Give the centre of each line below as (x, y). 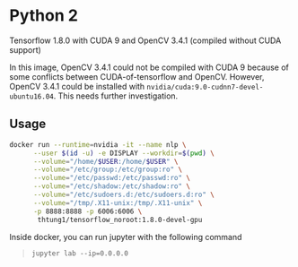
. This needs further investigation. (116, 96)
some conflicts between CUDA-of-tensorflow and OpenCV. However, (137, 76)
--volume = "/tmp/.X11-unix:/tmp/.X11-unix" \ (118, 202)
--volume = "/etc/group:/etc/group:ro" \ (107, 170)
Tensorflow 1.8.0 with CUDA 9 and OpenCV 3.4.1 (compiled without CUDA (145, 40)
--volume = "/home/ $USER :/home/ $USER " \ (105, 161)
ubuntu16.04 (31, 96)
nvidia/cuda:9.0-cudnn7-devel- (205, 87)
